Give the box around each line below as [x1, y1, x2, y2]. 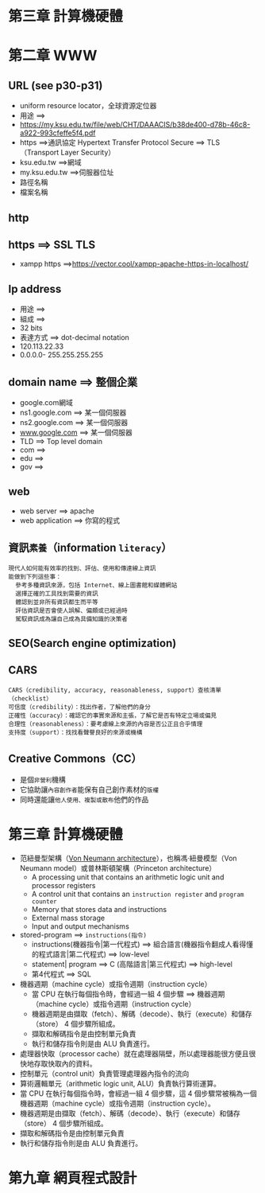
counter [31, 897, 57, 906]
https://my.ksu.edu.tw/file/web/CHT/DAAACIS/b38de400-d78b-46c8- [19, 120, 251, 130]
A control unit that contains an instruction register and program [31, 889, 244, 899]
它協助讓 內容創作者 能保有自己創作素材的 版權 [19, 785, 159, 794]
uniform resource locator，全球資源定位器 [19, 101, 157, 111]
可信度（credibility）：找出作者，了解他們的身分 [8, 703, 151, 711]
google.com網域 [19, 398, 73, 407]
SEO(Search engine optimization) [8, 637, 177, 650]
